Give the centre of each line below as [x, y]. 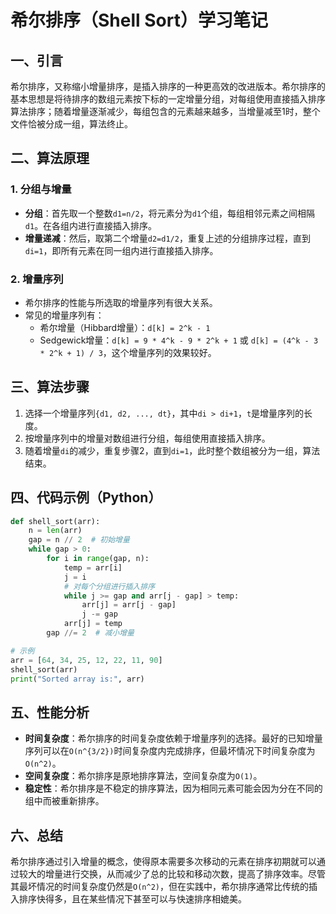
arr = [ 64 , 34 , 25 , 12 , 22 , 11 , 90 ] [86, 660]
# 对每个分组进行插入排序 [109, 586]
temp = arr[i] [93, 567]
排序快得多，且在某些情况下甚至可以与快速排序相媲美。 [132, 899]
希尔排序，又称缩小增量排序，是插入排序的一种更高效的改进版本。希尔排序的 [168, 86]
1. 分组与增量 [41, 189]
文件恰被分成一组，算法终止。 [71, 124]
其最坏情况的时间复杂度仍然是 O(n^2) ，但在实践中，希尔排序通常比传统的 [159, 887]
